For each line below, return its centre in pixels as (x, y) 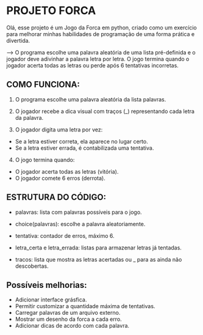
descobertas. (32, 266)
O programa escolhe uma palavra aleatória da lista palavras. (91, 99)
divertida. (18, 40)
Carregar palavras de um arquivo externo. (68, 313)
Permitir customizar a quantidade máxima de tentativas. (85, 306)
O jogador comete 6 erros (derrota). (60, 178)
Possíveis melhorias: (47, 285)
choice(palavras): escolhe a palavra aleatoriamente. (80, 224)
